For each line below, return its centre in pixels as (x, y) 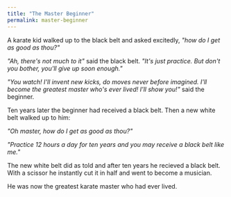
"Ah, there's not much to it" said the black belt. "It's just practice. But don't (114, 61)
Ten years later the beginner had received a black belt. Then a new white (111, 110)
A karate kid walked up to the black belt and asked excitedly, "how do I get (114, 40)
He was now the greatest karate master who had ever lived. (92, 186)
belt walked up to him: (39, 117)
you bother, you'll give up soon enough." (65, 68)
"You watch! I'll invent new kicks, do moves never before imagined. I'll (107, 81)
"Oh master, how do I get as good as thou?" (70, 131)
